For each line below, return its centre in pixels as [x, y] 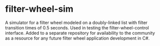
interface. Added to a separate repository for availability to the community [80, 33]
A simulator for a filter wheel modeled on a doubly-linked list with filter [76, 23]
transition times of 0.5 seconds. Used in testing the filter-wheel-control [77, 27]
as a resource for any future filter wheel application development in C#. [78, 38]
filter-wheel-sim [39, 9]
